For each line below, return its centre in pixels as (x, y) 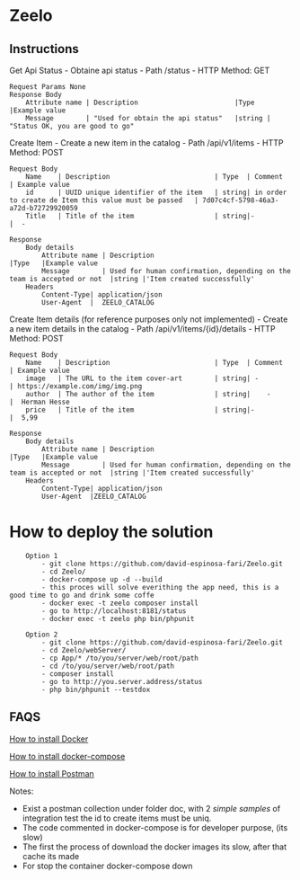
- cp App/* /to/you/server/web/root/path (120, 658)
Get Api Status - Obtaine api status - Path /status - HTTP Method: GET (140, 70)
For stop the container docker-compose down (107, 866)
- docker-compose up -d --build (102, 579)
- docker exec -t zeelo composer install (120, 603)
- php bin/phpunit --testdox (96, 689)
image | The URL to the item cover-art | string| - (142, 378)
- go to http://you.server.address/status (122, 681)
